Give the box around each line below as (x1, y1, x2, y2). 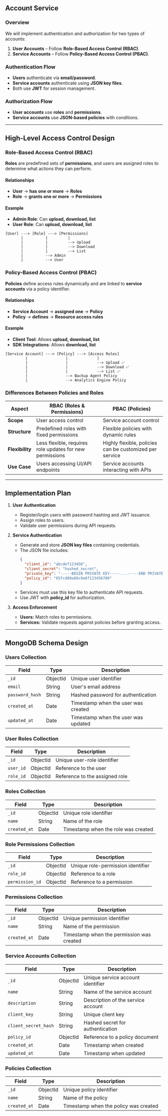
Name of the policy (63, 1094, 108, 1101)
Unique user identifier (70, 675, 122, 682)
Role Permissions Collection (5, 841, 75, 848)
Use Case (7, 463, 31, 470)
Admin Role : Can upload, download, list (12, 216, 96, 222)
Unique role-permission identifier (70, 862, 150, 869)
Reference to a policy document (83, 1033, 159, 1040)
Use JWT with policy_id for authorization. (19, 595, 106, 601)
